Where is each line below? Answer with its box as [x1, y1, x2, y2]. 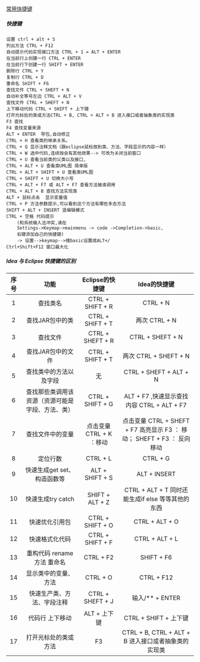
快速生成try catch [26, 495, 74, 503]
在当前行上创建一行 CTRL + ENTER [6, 55, 82, 61]
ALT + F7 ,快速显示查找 [124, 392, 189, 400]
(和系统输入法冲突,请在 [17, 220, 67, 226]
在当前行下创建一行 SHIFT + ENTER [6, 61, 84, 67]
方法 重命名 [34, 558, 66, 566]
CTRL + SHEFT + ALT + [123, 368, 189, 376]
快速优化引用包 [29, 517, 71, 526]
